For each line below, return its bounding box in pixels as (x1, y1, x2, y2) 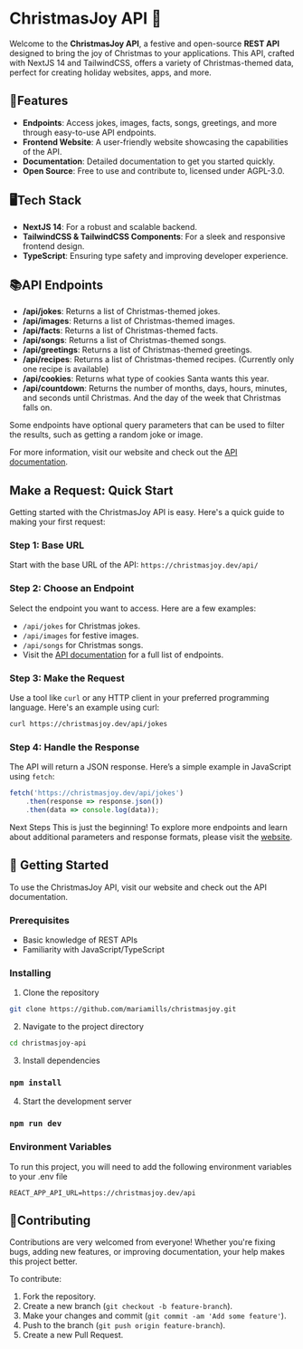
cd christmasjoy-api (9, 1038, 88, 1048)
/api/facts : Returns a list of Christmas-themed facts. (22, 325, 219, 336)
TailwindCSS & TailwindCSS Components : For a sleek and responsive (22, 231, 286, 242)
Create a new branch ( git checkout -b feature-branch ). (22, 1301, 233, 1312)
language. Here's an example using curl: (9, 702, 160, 713)
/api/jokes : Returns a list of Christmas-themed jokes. (22, 306, 221, 317)
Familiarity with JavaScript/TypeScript (22, 943, 165, 954)
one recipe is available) (22, 364, 109, 375)
